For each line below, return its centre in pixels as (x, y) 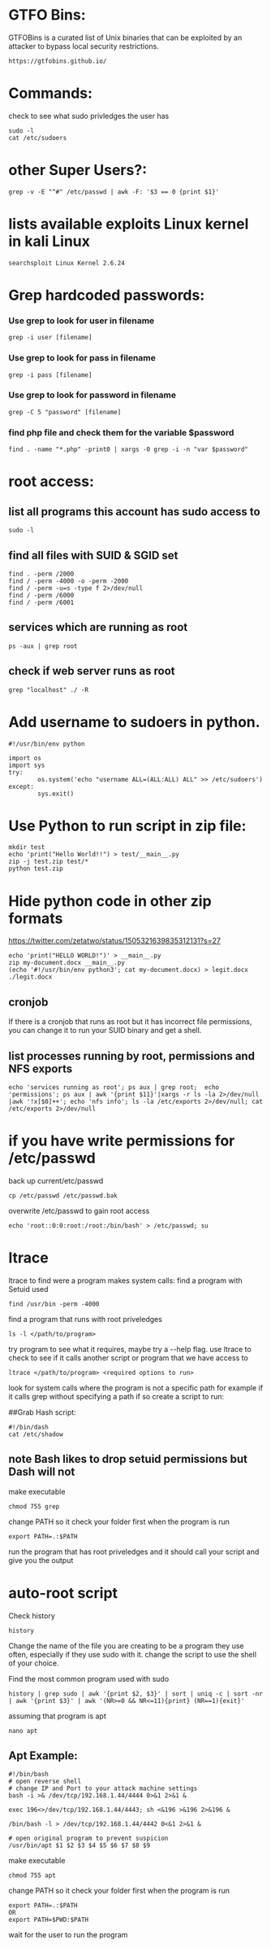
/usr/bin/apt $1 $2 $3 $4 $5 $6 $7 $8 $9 (80, 1845)
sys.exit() (56, 794)
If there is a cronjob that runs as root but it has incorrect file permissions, (130, 1022)
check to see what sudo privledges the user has (89, 116)
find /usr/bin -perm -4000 (54, 1304)
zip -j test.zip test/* (49, 862)
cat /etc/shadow (36, 1434)
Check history (32, 1615)
